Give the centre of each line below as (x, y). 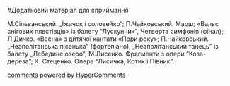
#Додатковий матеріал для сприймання (68, 10)
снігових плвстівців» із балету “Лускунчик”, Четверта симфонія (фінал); (116, 31)
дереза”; (20, 61)
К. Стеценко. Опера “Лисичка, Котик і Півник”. (104, 61)
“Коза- (196, 54)
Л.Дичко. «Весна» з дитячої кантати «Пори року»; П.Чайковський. (108, 39)
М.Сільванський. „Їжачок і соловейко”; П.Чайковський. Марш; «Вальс (113, 24)
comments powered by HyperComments (67, 75)
